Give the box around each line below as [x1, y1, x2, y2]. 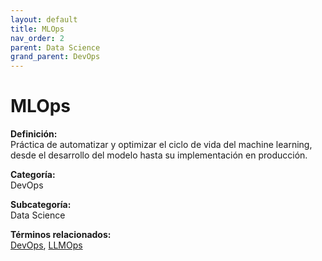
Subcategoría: [10, 199, 72, 211]
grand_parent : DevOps [10, 52, 101, 62]
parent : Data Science [10, 42, 101, 53]
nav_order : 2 [10, 33, 65, 43]
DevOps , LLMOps [10, 239, 83, 251]
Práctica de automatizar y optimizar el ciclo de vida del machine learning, [10, 139, 313, 151]
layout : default [10, 14, 78, 25]
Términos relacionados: [10, 229, 112, 241]
